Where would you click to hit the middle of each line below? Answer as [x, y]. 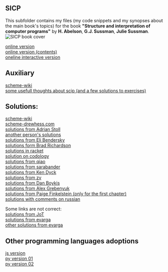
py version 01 [19, 259]
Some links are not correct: [33, 209]
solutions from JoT [25, 214]
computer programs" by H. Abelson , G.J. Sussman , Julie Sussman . [77, 31]
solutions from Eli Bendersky [35, 140]
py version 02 [19, 264]
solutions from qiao [25, 162]
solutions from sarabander [33, 167]
